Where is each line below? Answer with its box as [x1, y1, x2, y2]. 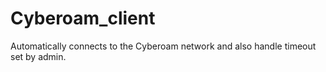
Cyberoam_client [10, 7, 156, 30]
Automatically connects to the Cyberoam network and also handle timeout [10, 40, 317, 52]
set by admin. [10, 50, 67, 62]
